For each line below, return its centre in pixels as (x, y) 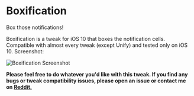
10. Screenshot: (25, 51)
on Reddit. (19, 87)
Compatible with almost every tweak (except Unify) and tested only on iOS (97, 45)
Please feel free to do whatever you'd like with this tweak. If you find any (97, 74)
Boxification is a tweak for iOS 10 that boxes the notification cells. (86, 39)
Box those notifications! (35, 27)
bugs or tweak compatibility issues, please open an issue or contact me (96, 81)
